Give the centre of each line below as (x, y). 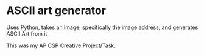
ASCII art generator (56, 11)
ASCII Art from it (27, 33)
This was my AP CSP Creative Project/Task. (61, 45)
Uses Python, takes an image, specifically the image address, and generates (102, 27)
